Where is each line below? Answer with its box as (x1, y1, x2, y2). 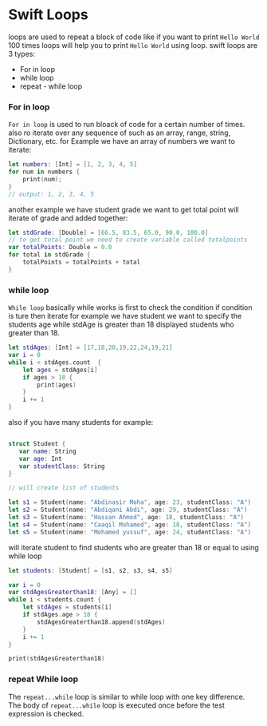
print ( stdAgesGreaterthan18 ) (8, 655, 105, 663)
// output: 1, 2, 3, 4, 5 (8, 190, 94, 198)
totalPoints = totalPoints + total (22, 258, 141, 267)
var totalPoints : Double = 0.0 (8, 244, 112, 252)
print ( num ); (22, 175, 62, 183)
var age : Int (18, 454, 62, 462)
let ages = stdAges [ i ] (22, 366, 98, 374)
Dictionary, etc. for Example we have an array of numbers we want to (8, 137, 235, 146)
